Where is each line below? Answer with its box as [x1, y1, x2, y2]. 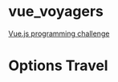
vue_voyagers [8, 2, 104, 21]
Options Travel [8, 57, 108, 75]
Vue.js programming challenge [8, 29, 110, 38]
